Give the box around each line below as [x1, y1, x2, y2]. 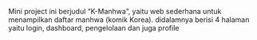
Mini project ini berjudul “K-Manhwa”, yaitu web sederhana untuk [8, 7, 222, 16]
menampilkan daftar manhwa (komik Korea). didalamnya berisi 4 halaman [8, 15, 250, 24]
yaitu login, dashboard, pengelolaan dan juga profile [8, 24, 180, 32]
